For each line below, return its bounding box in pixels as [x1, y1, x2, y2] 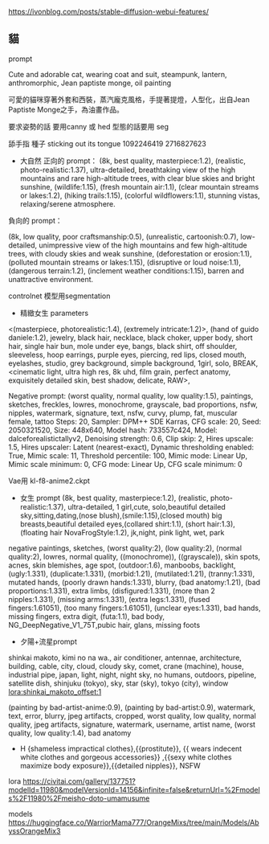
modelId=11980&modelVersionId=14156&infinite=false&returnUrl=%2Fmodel [8, 785, 261, 794]
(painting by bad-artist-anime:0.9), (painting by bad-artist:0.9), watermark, [8, 703, 255, 712]
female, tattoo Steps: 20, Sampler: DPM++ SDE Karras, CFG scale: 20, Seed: [8, 416, 262, 426]
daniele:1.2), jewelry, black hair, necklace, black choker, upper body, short [8, 333, 253, 342]
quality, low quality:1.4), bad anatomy [8, 727, 132, 738]
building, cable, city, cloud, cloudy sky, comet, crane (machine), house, [8, 661, 245, 670]
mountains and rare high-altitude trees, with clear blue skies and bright [19, 173, 255, 183]
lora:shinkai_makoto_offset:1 [8, 686, 102, 696]
